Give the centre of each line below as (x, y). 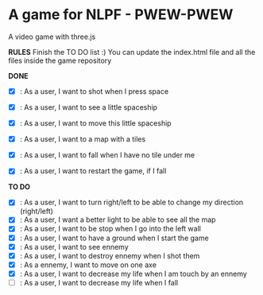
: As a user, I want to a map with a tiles (83, 139)
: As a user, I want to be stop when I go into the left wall (110, 229)
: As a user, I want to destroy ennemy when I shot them (110, 255)
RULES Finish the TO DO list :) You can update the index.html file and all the (132, 52)
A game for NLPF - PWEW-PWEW (121, 15)
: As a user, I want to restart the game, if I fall (93, 171)
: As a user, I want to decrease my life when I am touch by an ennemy (133, 274)
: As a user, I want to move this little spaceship (96, 123)
